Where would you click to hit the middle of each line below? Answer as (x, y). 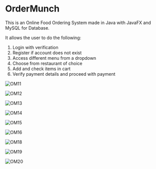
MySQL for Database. (27, 28)
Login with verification (35, 47)
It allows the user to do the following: (43, 38)
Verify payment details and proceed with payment (64, 74)
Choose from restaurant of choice (47, 63)
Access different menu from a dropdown (54, 58)
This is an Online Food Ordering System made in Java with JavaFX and (78, 23)
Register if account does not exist (47, 53)
